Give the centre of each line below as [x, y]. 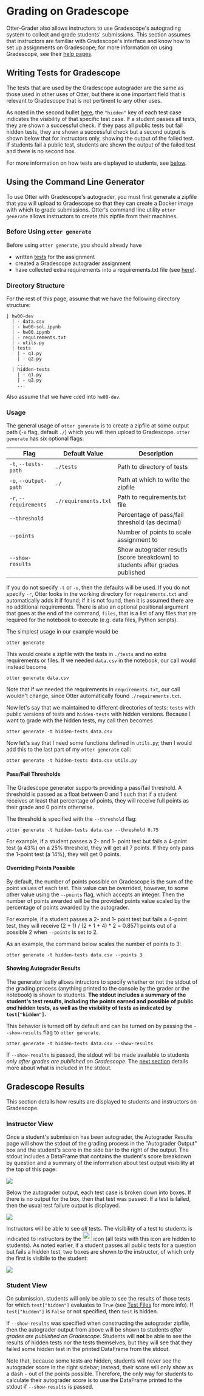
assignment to [138, 540]
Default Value [83, 454]
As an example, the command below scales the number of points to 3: [94, 944]
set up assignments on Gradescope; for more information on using [90, 47]
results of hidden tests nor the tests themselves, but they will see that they [99, 1342]
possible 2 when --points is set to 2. [52, 932]
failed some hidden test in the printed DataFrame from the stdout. [88, 1349]
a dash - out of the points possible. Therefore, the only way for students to [100, 1374]
